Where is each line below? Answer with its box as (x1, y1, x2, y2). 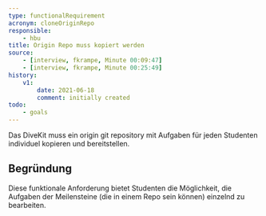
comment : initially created (37, 94, 130, 102)
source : (8, 49, 34, 57)
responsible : (8, 26, 52, 34)
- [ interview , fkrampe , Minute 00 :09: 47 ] (22, 57, 162, 65)
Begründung (8, 162, 73, 176)
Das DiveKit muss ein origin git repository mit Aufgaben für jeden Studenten (8, 130, 258, 140)
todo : (8, 101, 26, 109)
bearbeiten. (8, 200, 46, 210)
